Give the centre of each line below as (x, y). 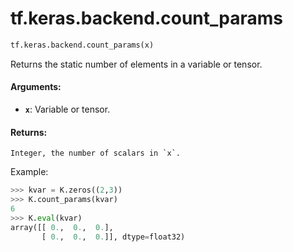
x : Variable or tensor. (67, 109)
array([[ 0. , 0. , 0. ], (62, 227)
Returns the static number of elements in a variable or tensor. (136, 64)
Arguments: (36, 87)
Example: (29, 172)
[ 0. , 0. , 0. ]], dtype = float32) (113, 237)
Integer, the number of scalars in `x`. (96, 153)
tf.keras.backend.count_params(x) (82, 45)
